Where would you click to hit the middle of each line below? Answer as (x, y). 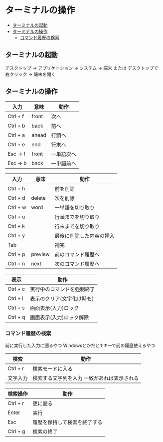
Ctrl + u (16, 217)
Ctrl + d (16, 198)
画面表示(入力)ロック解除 (59, 317)
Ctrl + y (16, 235)
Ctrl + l (15, 298)
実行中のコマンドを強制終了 (62, 289)
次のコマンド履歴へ (77, 264)
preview (40, 254)
